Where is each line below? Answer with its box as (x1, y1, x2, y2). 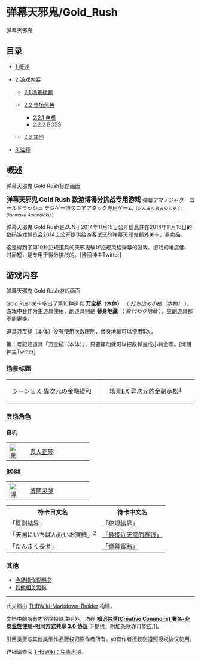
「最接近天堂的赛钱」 (102, 531, 163, 539)
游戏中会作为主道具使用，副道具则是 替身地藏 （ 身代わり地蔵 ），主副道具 (6, 308, 188, 315)
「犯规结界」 (102, 519, 139, 528)
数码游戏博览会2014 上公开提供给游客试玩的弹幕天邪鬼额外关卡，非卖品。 (6, 231, 187, 238)
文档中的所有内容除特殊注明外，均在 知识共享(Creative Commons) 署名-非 (6, 615, 190, 622)
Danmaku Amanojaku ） (6, 212, 57, 218)
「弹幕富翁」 (102, 542, 139, 550)
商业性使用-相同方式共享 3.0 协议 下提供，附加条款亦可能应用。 (6, 623, 163, 630)
